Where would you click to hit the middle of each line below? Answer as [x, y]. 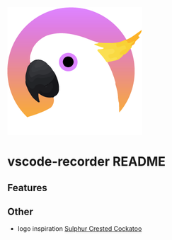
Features [27, 188]
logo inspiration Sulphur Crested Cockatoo [80, 229]
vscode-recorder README [87, 162]
